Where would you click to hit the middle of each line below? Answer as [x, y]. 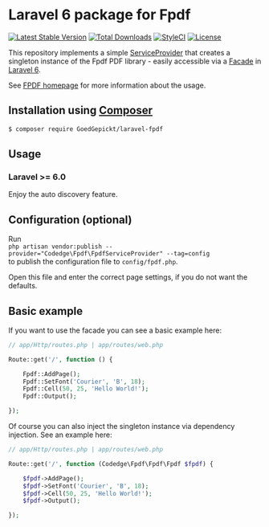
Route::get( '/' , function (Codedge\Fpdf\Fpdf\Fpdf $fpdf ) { [111, 464]
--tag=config [188, 254]
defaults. [23, 286]
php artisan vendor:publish [55, 247]
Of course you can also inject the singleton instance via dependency [122, 427]
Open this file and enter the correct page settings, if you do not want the [128, 277]
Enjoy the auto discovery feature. [63, 194]
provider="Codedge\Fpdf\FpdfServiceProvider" [86, 254]
